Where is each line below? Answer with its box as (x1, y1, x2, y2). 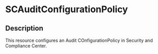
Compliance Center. (5, 43, 47, 49)
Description (5, 24, 43, 33)
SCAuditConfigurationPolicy (5, 4, 128, 15)
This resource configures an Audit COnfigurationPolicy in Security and (5, 37, 153, 43)
